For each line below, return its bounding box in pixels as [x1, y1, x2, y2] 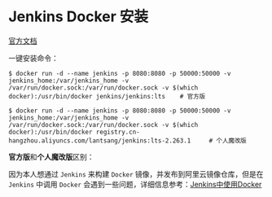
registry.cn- [95, 128, 140, 136]
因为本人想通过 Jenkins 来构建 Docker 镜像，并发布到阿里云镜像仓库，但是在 [8, 169, 264, 179]
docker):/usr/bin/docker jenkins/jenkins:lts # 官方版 [8, 92, 206, 100]
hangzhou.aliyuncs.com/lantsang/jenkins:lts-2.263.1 [8, 136, 191, 145]
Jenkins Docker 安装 [8, 7, 149, 26]
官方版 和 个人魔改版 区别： [8, 151, 94, 161]
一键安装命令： [8, 53, 59, 63]
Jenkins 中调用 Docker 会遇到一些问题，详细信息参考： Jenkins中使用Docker [8, 179, 262, 189]
